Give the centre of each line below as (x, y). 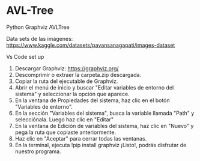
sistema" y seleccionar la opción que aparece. (72, 94)
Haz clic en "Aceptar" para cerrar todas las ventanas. (81, 138)
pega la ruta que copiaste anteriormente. (65, 132)
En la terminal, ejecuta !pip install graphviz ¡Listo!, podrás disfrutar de (101, 145)
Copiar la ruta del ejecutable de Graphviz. (66, 81)
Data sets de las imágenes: (40, 38)
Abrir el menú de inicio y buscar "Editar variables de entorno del (94, 87)
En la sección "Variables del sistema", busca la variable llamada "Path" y (105, 113)
